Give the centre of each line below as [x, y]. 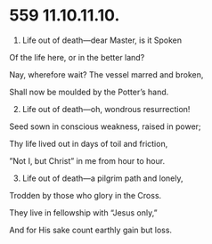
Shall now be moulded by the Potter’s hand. [89, 92]
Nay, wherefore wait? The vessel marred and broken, [106, 74]
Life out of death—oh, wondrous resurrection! [106, 109]
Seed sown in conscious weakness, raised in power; [106, 126]
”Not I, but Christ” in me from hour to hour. [87, 160]
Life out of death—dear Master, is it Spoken [102, 40]
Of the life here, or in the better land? [77, 57]
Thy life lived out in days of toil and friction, [89, 143]
